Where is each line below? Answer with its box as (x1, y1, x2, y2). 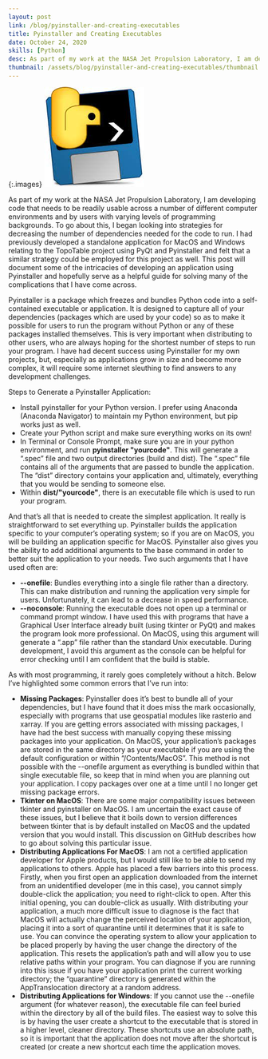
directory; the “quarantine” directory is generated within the (19, 973, 216, 983)
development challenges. (8, 372, 92, 381)
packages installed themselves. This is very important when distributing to (8, 328, 253, 339)
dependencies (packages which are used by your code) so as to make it (8, 312, 246, 321)
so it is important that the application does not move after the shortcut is (19, 1033, 258, 1043)
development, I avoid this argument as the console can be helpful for (19, 646, 246, 655)
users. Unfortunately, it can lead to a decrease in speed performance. (19, 595, 249, 604)
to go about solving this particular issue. (19, 838, 152, 847)
